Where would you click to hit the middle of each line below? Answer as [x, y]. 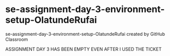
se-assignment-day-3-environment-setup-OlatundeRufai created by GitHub [85, 34]
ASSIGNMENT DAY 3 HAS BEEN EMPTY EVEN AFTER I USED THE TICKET [83, 49]
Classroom [17, 39]
